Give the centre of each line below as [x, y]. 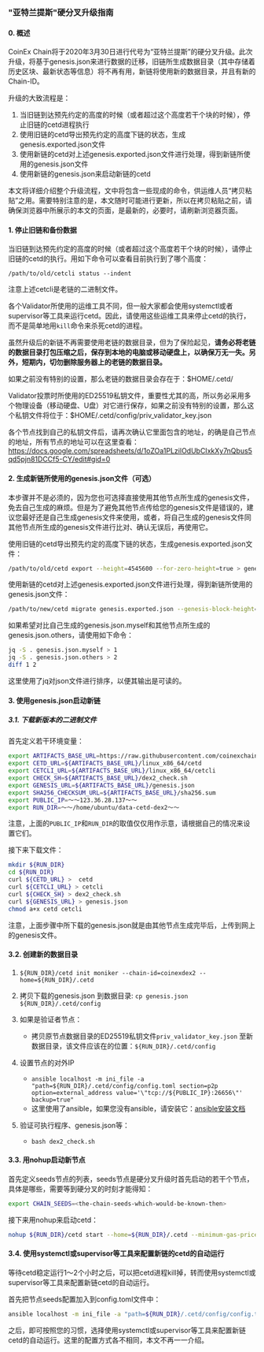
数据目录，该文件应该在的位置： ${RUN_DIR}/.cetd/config [123, 1045]
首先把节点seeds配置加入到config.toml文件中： [84, 1299]
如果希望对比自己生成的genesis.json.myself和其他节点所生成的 [109, 625]
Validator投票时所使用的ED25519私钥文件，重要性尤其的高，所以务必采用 [126, 396]
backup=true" [53, 1100]
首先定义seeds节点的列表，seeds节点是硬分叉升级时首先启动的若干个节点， [131, 1179]
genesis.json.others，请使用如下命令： [71, 635]
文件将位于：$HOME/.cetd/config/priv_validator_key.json [120, 415]
